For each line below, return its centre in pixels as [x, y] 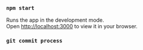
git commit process [34, 41]
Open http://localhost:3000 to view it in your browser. [72, 26]
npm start [20, 8]
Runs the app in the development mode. [55, 20]
